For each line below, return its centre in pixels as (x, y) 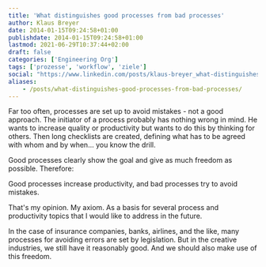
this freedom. (30, 257)
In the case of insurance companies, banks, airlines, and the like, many (124, 231)
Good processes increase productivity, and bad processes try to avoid (123, 184)
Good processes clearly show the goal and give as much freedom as (120, 160)
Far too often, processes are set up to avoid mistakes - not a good (116, 111)
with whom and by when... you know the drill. (82, 145)
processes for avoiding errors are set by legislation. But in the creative (123, 240)
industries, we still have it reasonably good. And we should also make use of (133, 248)
